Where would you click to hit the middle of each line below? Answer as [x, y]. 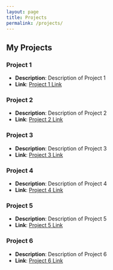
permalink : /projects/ [35, 23]
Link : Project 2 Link [39, 120]
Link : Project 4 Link [39, 190]
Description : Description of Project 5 [61, 219]
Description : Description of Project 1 [60, 78]
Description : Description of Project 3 [61, 148]
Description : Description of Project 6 [61, 254]
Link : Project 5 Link [39, 225]
